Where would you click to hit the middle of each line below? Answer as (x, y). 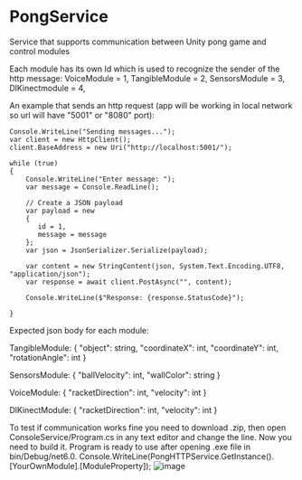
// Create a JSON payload (75, 202)
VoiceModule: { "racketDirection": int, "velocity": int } (108, 392)
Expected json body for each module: (79, 330)
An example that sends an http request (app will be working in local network (151, 105)
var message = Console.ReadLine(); (93, 187)
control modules (40, 51)
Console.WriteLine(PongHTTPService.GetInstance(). (177, 456)
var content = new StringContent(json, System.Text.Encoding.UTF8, (155, 266)
